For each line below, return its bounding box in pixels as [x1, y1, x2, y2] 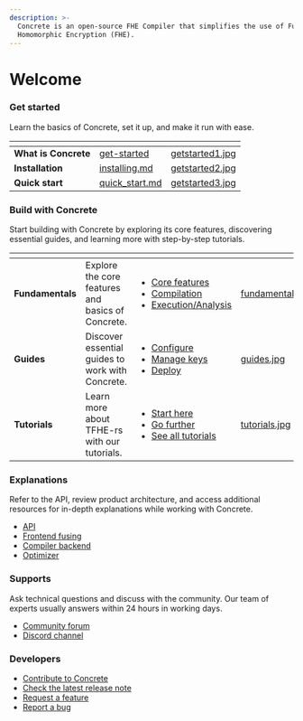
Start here [151, 407, 194, 420]
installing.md [98, 162, 153, 174]
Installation [14, 162, 63, 174]
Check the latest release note [22, 683, 133, 694]
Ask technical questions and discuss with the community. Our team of [9, 593, 270, 604]
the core [85, 270, 121, 283]
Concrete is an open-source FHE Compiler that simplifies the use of [17, 22, 284, 31]
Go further [151, 418, 196, 431]
